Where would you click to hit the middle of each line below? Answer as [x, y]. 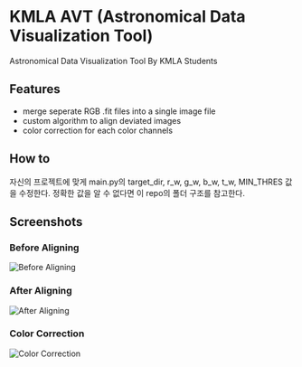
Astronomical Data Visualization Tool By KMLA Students [113, 61]
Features [35, 89]
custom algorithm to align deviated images [102, 120]
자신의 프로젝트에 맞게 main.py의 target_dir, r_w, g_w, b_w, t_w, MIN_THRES [146, 182]
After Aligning [41, 291]
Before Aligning [44, 248]
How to [30, 159]
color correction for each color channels [98, 130]
